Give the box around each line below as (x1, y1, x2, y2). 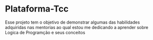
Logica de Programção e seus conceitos (5, 29, 85, 35)
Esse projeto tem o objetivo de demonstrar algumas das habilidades (5, 19, 140, 25)
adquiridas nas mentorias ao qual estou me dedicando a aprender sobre (5, 24, 149, 30)
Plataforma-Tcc (5, 3, 69, 14)
